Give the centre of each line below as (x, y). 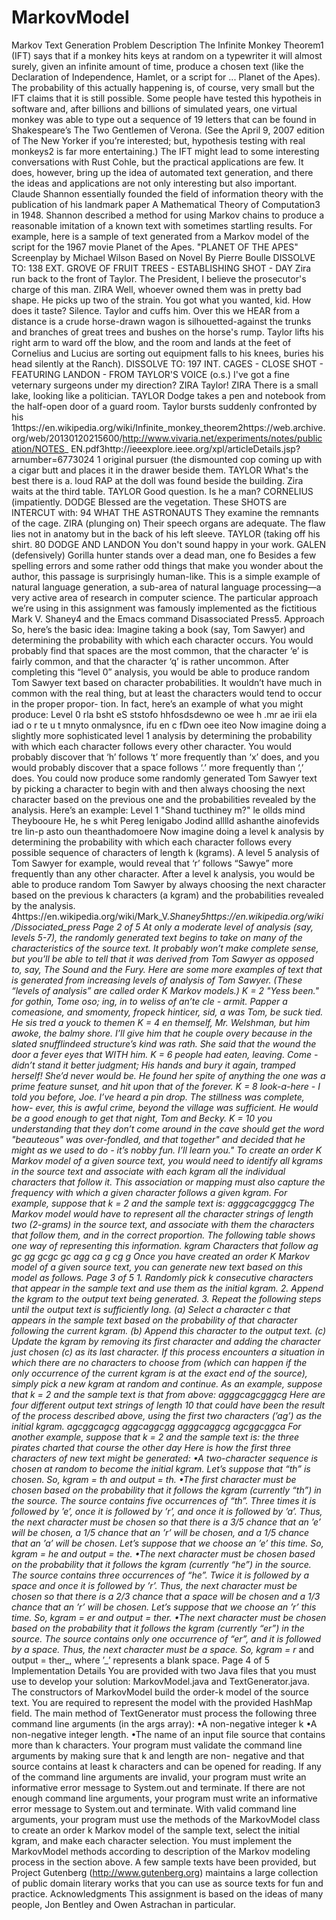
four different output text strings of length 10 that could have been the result (168, 1405)
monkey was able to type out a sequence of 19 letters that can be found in (164, 119)
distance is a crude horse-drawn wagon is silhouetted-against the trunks (161, 321)
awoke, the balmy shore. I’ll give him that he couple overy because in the (162, 1033)
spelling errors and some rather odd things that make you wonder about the (167, 565)
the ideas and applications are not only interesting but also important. (154, 183)
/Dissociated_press (51, 927)
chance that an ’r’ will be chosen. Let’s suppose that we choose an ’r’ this (164, 1607)
